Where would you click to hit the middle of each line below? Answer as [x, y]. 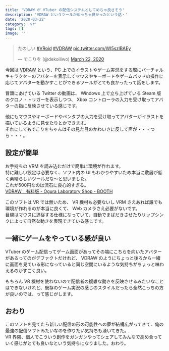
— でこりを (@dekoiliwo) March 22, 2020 [61, 59]
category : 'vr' [21, 24]
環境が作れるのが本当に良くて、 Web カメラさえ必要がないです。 [73, 208]
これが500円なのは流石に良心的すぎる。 [47, 185]
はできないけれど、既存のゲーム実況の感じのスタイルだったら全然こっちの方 [84, 287]
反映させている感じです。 [53, 106]
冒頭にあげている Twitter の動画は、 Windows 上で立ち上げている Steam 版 [83, 93]
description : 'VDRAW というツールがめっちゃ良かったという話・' [67, 15]
